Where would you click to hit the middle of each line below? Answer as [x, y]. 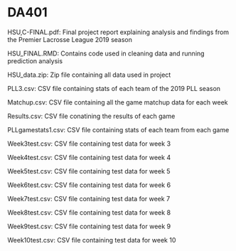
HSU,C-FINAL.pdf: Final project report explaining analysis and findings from [118, 32]
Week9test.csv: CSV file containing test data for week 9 [89, 226]
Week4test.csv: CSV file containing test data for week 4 [89, 157]
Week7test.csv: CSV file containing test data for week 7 [89, 198]
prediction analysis [35, 60]
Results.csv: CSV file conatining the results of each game [91, 116]
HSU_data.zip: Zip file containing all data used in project [89, 75]
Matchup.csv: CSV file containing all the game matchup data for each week [118, 102]
